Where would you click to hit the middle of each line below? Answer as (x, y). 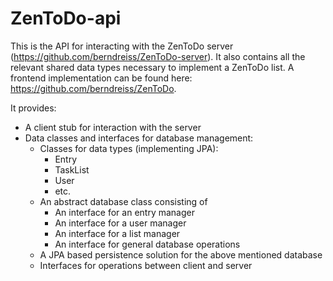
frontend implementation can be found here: (101, 78)
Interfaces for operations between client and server (146, 265)
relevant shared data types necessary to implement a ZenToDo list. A (152, 67)
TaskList (72, 169)
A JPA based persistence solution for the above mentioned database (181, 254)
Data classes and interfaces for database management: (139, 138)
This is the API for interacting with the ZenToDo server (122, 46)
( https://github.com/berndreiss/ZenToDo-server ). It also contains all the (158, 56)
